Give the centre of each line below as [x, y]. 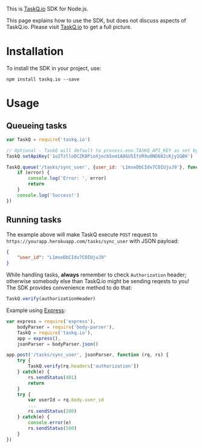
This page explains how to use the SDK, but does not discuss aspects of [96, 20]
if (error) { [34, 173]
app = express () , [39, 338]
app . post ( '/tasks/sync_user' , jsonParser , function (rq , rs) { [88, 355]
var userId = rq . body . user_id [66, 400]
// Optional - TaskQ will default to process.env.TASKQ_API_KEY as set [98, 150]
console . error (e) [50, 423]
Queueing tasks [37, 126]
